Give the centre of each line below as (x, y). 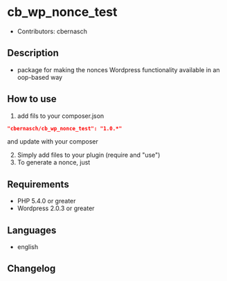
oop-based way (40, 77)
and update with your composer (53, 142)
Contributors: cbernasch (52, 31)
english (28, 247)
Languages (32, 230)
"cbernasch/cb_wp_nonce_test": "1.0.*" (65, 128)
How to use (32, 99)
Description (33, 53)
